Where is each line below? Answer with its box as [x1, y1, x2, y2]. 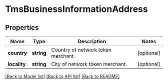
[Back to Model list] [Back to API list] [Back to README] [5, 74, 120, 79]
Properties [5, 23, 39, 32]
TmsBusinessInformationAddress [5, 3, 148, 15]
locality [7, 61, 26, 68]
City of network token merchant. [51, 61, 127, 68]
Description [77, 38, 106, 45]
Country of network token [51, 46, 111, 53]
